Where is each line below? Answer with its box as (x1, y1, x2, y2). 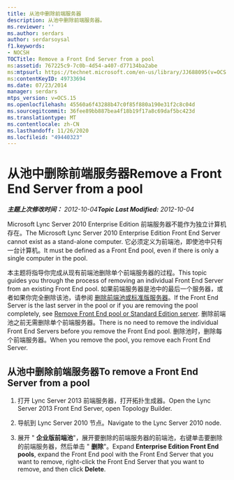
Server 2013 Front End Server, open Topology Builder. (17, 405, 173, 412)
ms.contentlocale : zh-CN (7, 120, 80, 128)
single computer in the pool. (7, 254, 88, 263)
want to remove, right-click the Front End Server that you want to (17, 458, 205, 465)
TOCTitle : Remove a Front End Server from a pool (7, 56, 155, 63)
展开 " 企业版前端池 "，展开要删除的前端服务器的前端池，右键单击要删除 (17, 434, 223, 442)
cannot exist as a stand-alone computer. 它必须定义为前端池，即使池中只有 (7, 238, 223, 246)
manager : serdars (7, 88, 58, 95)
